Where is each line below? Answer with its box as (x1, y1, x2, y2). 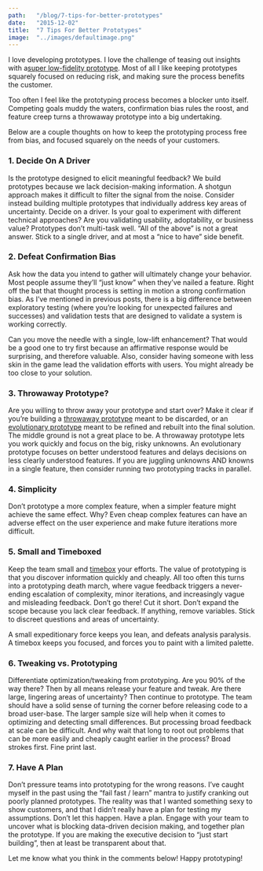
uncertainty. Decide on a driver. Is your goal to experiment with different (8, 206, 241, 216)
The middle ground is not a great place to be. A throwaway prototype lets (8, 430, 245, 441)
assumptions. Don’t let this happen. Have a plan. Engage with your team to (8, 814, 250, 823)
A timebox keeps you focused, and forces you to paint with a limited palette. (8, 638, 254, 648)
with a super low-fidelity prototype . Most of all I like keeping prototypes (8, 64, 238, 73)
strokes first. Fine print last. (8, 743, 97, 752)
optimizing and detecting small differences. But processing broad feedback (8, 718, 252, 727)
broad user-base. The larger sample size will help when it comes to (8, 709, 226, 718)
